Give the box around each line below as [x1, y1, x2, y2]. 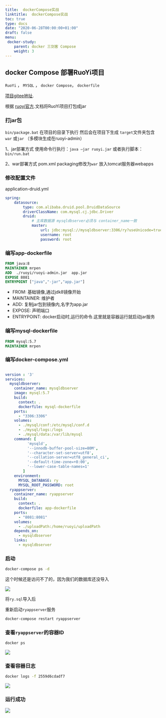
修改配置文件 [5, 174, 36, 181]
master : [31, 223, 48, 228]
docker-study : [7, 40, 37, 45]
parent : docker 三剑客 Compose [14, 44, 76, 49]
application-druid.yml [5, 186, 49, 192]
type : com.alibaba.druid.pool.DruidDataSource [23, 205, 121, 209]
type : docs [5, 21, 28, 26]
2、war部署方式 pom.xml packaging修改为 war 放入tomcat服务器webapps [5, 160, 154, 166]
